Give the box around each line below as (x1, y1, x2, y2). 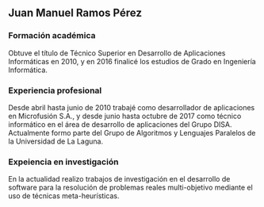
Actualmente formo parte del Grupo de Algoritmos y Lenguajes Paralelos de (8, 128, 256, 137)
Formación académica (8, 30, 97, 41)
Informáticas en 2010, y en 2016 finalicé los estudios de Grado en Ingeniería (8, 56, 256, 66)
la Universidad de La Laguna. (8, 136, 104, 146)
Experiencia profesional (8, 85, 102, 96)
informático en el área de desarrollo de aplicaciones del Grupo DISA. (8, 119, 232, 129)
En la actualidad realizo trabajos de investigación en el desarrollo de (8, 174, 231, 184)
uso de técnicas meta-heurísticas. (8, 191, 120, 201)
